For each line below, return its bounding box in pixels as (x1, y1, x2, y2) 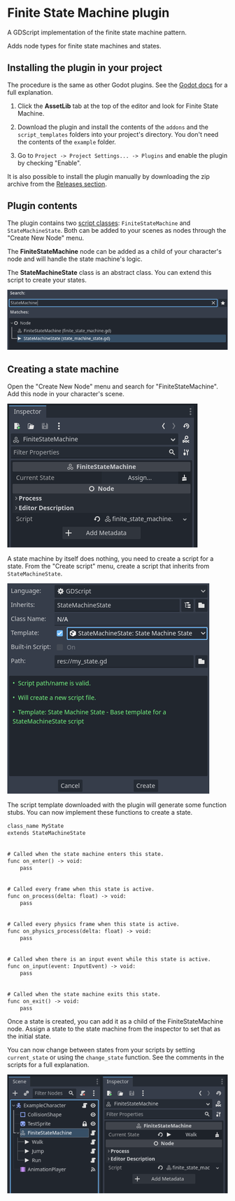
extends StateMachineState (7, 829, 86, 836)
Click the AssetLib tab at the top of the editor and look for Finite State (17, 102, 219, 110)
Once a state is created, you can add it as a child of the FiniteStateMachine (7, 1017, 224, 1025)
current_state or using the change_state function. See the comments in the (7, 1053, 225, 1061)
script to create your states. (7, 276, 87, 284)
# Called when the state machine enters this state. (7, 850, 164, 857)
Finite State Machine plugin (7, 5, 170, 21)
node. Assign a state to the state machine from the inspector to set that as (7, 1024, 221, 1033)
